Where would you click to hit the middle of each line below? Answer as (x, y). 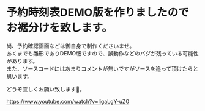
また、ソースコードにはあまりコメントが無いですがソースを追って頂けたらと (102, 68)
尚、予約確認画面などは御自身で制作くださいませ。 (71, 46)
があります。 (22, 61)
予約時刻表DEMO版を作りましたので (98, 13)
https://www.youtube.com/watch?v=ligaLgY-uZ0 (68, 101)
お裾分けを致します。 (60, 28)
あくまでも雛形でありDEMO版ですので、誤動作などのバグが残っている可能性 (102, 53)
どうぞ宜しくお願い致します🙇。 (46, 89)
